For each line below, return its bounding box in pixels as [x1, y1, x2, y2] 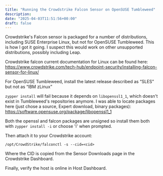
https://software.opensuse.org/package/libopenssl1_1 [5, 109, 112, 115]
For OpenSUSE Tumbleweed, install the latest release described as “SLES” [5, 79, 154, 85]
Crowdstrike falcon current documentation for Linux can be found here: [5, 59, 148, 65]
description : [5, 12, 32, 17]
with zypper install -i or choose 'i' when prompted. [5, 123, 112, 129]
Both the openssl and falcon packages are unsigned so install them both [5, 118, 150, 124]
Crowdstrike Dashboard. [5, 156, 54, 162]
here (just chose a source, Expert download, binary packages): [5, 104, 131, 109]
